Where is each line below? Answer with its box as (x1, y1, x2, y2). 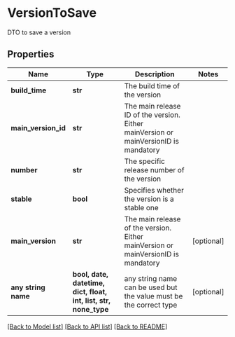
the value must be (124, 291, 183, 301)
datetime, (72, 278, 105, 288)
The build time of (124, 81, 180, 90)
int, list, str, (72, 296, 111, 305)
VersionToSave (7, 5, 97, 21)
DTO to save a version (7, 28, 71, 36)
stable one (124, 202, 159, 212)
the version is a (124, 194, 175, 204)
